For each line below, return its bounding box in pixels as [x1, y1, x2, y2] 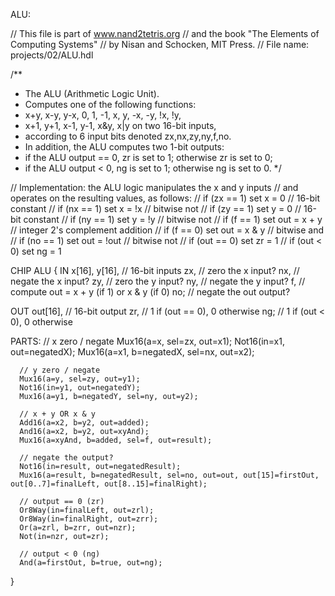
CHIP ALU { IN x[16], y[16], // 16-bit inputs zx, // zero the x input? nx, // [10, 265, 300, 276]
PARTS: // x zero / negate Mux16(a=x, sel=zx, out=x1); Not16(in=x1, [10, 335, 285, 347]
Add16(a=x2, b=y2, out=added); [19, 418, 150, 428]
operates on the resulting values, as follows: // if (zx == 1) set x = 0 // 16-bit [10, 192, 321, 204]
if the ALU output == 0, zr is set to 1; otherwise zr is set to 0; [24, 152, 273, 163]
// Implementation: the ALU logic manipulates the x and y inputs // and [10, 182, 299, 193]
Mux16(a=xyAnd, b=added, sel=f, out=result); [19, 435, 213, 445]
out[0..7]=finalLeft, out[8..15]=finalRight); [10, 479, 208, 489]
